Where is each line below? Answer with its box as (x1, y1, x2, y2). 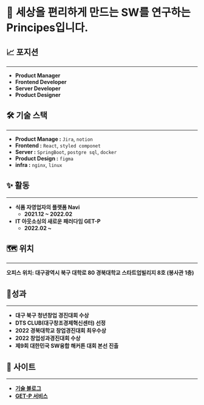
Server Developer (15, 85, 61, 92)
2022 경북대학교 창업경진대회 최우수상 (15, 327, 106, 334)
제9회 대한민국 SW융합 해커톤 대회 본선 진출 (15, 342, 119, 350)
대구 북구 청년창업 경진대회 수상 (15, 312, 89, 319)
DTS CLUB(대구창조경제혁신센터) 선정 (15, 319, 106, 326)
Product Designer (15, 91, 61, 98)
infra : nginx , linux (15, 161, 63, 168)
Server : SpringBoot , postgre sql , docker (15, 148, 117, 155)
